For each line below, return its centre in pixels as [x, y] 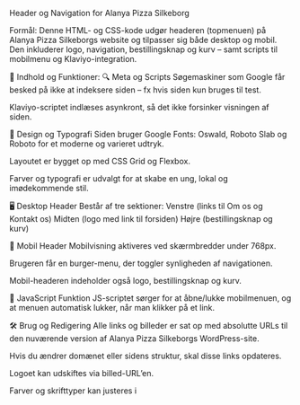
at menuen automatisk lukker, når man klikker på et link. [112, 308]
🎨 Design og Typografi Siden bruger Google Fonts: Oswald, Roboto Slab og [148, 134]
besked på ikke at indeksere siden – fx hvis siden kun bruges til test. [136, 90]
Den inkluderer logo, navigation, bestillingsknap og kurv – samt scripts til [144, 49]
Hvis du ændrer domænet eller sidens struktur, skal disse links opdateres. [146, 356]
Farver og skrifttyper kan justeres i [73, 391]
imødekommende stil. [49, 188]
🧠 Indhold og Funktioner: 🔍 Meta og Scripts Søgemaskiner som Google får [147, 77]
